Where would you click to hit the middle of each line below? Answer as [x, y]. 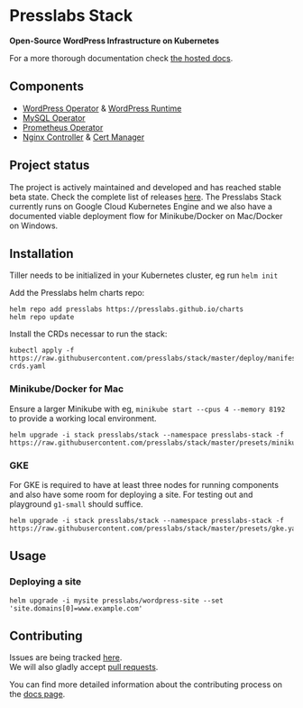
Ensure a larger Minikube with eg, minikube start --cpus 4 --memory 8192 [147, 409]
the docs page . [37, 694]
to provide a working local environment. [83, 418]
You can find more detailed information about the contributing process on [146, 685]
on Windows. [34, 225]
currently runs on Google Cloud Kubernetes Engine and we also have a [141, 206]
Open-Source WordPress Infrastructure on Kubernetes [114, 41]
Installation [41, 253]
